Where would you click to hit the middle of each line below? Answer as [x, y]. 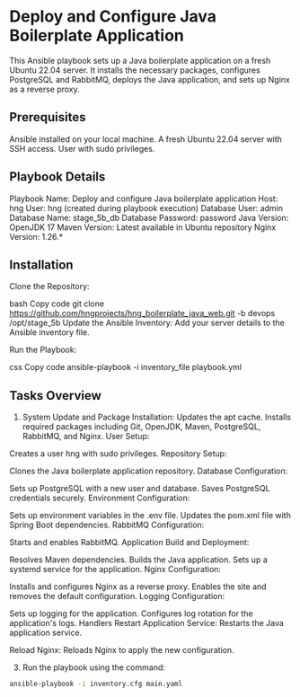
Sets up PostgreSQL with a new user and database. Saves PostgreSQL [140, 489]
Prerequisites [48, 117]
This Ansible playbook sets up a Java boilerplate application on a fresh [140, 60]
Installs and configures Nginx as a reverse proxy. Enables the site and [138, 587]
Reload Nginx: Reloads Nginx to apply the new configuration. [122, 650]
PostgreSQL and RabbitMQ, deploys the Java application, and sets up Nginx [150, 79]
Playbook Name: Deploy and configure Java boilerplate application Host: [144, 199]
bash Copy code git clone [57, 304]
